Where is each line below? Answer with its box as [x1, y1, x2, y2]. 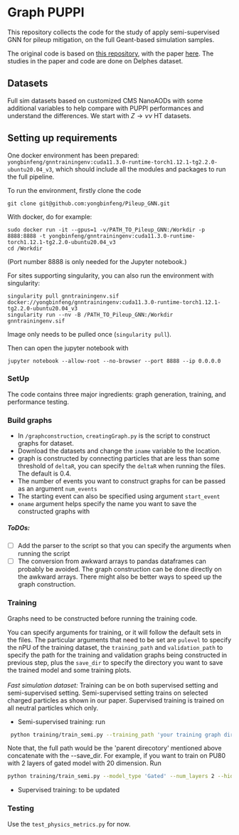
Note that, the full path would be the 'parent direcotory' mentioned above [7, 744, 222, 752]
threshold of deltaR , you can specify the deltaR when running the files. [17, 462, 225, 471]
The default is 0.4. [17, 469, 71, 478]
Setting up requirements [7, 132, 117, 145]
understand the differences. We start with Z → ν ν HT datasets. [7, 111, 192, 120]
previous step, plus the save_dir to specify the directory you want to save [7, 658, 223, 666]
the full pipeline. [7, 172, 55, 181]
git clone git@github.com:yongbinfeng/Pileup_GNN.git [7, 200, 171, 207]
